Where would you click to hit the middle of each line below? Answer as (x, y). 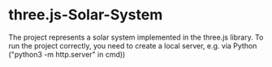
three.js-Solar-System (86, 15)
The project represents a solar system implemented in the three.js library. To (136, 37)
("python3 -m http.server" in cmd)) (67, 54)
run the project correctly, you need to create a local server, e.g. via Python (133, 45)
